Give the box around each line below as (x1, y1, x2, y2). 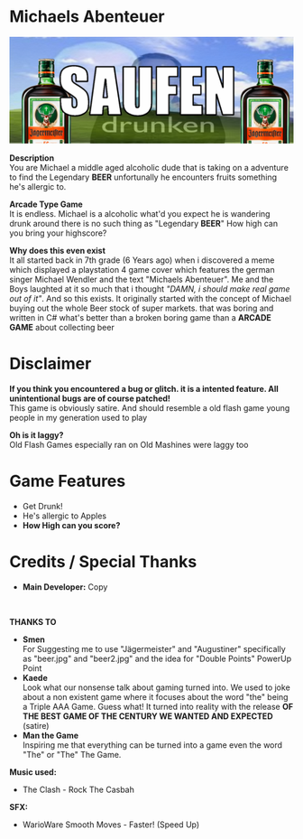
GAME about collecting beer (9, 322, 115, 332)
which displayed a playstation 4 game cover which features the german (9, 264, 275, 275)
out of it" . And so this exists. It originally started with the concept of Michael (9, 293, 291, 303)
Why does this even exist (9, 245, 106, 256)
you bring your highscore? (9, 228, 107, 238)
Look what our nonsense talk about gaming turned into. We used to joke (22, 682, 290, 693)
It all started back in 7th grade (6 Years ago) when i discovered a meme (9, 255, 275, 266)
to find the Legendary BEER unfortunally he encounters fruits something (9, 172, 278, 182)
